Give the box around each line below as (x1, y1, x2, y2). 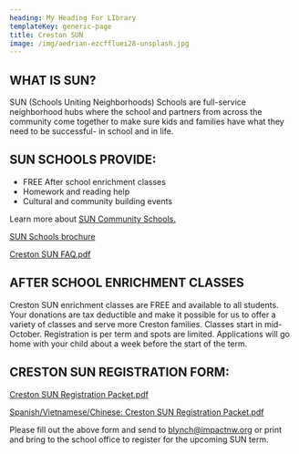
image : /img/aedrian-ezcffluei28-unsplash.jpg (9, 38, 190, 48)
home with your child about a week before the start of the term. (9, 338, 248, 349)
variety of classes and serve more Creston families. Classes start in (9, 318, 263, 329)
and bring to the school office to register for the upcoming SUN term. (9, 434, 269, 445)
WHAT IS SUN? (9, 72, 97, 88)
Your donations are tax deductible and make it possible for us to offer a (9, 309, 276, 320)
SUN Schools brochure (9, 231, 96, 242)
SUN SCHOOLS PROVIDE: (9, 152, 157, 168)
